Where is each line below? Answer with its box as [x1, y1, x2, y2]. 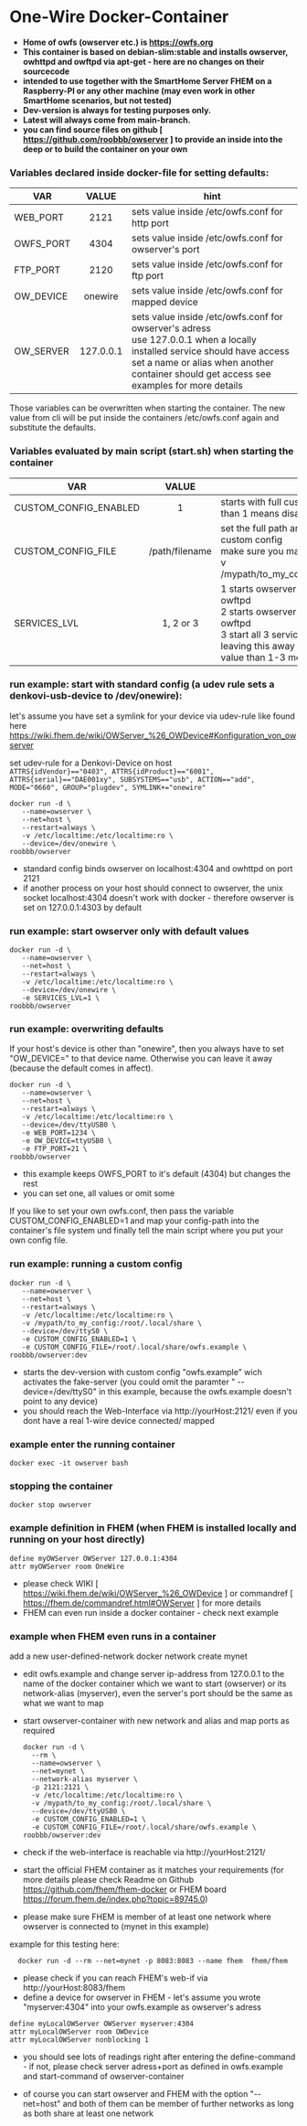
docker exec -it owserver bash [9, 1458, 129, 1469]
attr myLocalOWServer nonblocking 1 [9, 2035, 149, 2045]
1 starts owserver [220, 582, 297, 595]
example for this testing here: [9, 1939, 121, 1950]
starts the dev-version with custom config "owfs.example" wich [22, 1366, 262, 1377]
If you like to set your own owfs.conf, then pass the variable [9, 1205, 235, 1217]
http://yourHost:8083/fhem [22, 1982, 126, 1992]
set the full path [220, 521, 288, 534]
